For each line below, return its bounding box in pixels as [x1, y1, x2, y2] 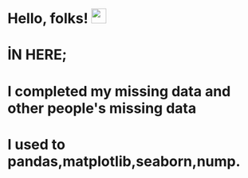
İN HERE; [7, 46, 67, 64]
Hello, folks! [7, 10, 89, 28]
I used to [7, 135, 65, 153]
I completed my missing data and [7, 82, 231, 100]
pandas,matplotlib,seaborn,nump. [7, 152, 241, 170]
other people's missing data [7, 99, 197, 117]
